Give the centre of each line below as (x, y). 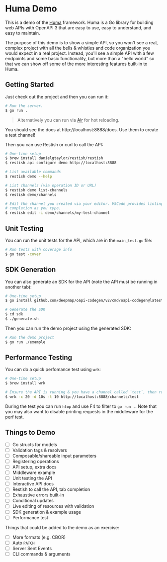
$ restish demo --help (29, 177)
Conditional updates (33, 501)
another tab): (18, 287)
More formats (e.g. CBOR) (39, 537)
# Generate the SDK (25, 310)
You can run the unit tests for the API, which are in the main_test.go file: (79, 240)
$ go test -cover (23, 254)
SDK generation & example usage (47, 512)
